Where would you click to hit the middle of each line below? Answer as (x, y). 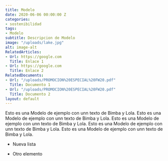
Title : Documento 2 (30, 94)
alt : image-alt (21, 47)
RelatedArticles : (23, 52)
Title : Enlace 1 (27, 61)
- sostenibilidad (23, 24)
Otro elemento (27, 154)
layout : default (22, 99)
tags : (11, 29)
